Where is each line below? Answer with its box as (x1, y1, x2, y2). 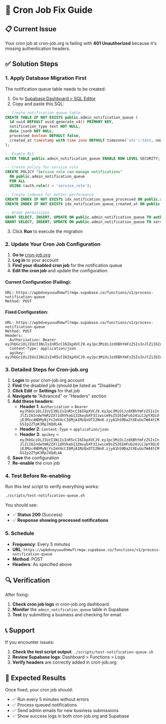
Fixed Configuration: (5, 309, 48, 315)
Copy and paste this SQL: (12, 101, 64, 107)
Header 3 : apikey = (19, 431, 59, 437)
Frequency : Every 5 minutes (12, 541, 71, 547)
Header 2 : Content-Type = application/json (19, 426, 109, 432)
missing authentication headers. (5, 45, 71, 51)
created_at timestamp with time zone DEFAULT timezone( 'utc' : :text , (9, 138, 154, 143)
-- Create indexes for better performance (5, 192, 94, 197)
